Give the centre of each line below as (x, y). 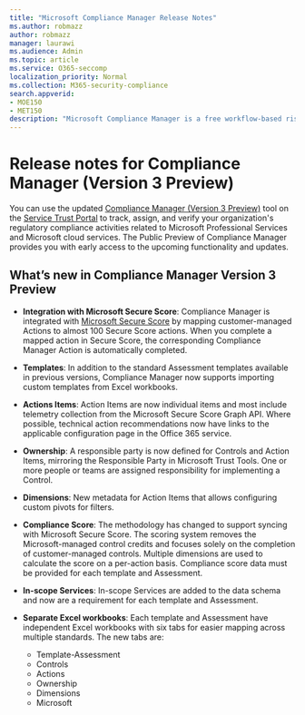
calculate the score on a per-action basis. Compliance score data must (155, 563)
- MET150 (26, 111)
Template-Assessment (78, 654)
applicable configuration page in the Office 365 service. (127, 433)
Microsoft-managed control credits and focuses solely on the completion (159, 544)
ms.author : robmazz (46, 26)
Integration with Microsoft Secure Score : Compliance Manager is (146, 311)
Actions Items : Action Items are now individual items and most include (155, 404)
